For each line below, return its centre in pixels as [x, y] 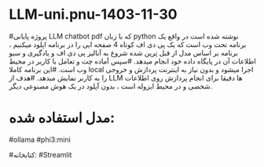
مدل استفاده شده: [62, 118]
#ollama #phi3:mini [40, 140]
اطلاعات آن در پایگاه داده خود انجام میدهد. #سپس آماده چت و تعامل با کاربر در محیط [132, 61]
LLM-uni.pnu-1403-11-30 [93, 15]
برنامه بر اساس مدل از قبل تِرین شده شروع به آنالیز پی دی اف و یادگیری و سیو [124, 53]
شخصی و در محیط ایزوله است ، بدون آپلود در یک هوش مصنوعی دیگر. [111, 86]
